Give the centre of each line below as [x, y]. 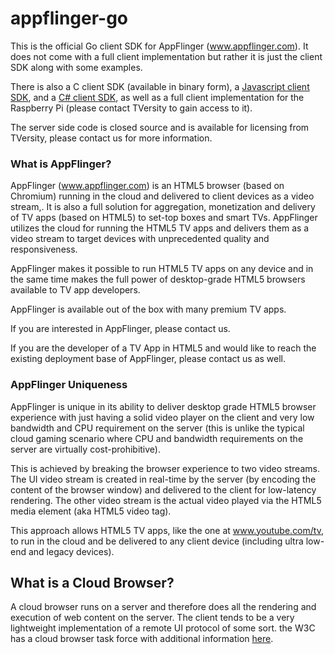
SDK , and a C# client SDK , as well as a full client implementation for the [157, 97]
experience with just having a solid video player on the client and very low [162, 417]
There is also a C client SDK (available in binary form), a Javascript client [160, 86]
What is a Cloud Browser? [92, 582]
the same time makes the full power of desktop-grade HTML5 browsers [158, 279]
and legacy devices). [71, 551]
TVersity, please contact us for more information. [111, 138]
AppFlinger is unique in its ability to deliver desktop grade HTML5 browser [163, 406]
